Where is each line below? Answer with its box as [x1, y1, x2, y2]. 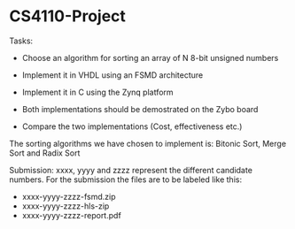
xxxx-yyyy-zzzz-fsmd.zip [21, 191, 117, 202]
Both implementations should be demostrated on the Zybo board [21, 103, 259, 114]
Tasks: [9, 35, 34, 46]
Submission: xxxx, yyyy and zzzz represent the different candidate [9, 164, 252, 175]
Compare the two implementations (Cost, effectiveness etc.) [21, 121, 243, 132]
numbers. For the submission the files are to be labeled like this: [9, 174, 242, 185]
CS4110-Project [9, 6, 127, 27]
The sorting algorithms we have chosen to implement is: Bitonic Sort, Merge [9, 138, 286, 149]
